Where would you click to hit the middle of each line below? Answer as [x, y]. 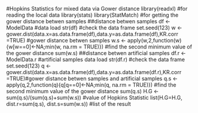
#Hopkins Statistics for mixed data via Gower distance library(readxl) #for [97, 9]
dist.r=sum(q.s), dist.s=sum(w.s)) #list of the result [69, 104]
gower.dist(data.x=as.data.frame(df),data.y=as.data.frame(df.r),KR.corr [94, 72]
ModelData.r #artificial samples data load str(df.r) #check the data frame [96, 59]
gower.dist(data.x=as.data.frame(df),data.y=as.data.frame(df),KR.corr [92, 34]
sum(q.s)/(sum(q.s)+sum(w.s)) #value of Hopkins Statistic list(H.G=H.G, [94, 97]
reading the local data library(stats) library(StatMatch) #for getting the [92, 15]
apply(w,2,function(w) [155, 40]
